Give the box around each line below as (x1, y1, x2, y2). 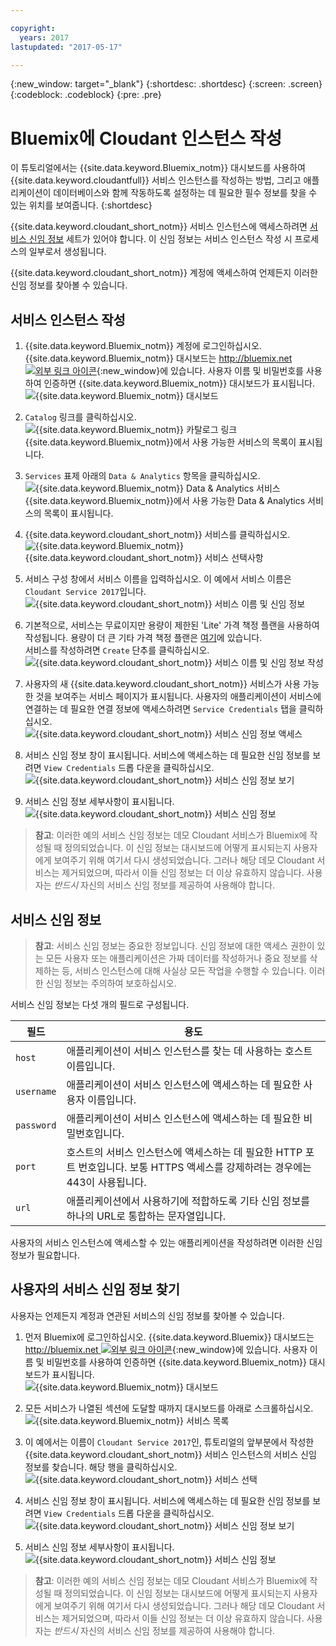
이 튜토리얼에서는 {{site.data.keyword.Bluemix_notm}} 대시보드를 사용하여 (10, 162, 306, 174)
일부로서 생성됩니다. (28, 246, 107, 258)
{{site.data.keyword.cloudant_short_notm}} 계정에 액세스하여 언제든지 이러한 (10, 267, 318, 279)
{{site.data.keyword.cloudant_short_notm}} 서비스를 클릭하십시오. (24, 529, 291, 541)
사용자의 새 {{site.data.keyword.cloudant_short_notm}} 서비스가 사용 (24, 678, 302, 690)
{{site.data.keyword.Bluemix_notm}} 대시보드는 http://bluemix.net (24, 352, 293, 365)
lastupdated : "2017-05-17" (10, 42, 123, 52)
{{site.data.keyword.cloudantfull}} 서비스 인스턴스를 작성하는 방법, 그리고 (10, 174, 302, 186)
